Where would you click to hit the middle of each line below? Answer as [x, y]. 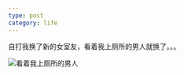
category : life [33, 23]
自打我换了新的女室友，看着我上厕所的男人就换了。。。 [94, 46]
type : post [26, 15]
